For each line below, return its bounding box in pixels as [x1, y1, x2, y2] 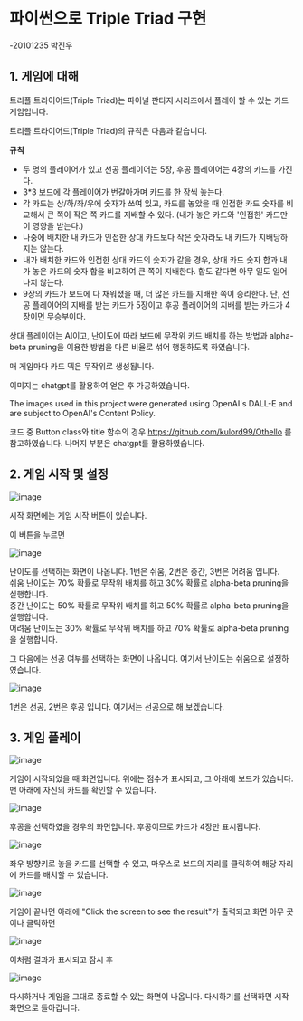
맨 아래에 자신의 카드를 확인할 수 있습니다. [9, 785, 156, 796]
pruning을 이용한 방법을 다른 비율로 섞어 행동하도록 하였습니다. [28, 341, 251, 352]
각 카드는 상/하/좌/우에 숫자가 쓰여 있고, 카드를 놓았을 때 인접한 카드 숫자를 [22, 197, 285, 208]
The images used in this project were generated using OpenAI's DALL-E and [9, 397, 293, 408]
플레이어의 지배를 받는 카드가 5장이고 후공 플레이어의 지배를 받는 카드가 [32, 300, 283, 310]
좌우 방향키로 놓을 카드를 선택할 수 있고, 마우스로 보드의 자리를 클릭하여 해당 [9, 858, 278, 869]
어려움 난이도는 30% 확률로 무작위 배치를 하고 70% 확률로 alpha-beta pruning [9, 622, 289, 634]
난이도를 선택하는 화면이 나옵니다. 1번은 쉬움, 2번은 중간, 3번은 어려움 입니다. [9, 566, 280, 577]
